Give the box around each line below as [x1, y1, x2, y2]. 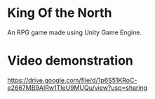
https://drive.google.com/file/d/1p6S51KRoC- [7, 76, 137, 84]
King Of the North [7, 5, 112, 21]
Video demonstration [7, 53, 133, 69]
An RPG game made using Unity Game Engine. [7, 28, 142, 37]
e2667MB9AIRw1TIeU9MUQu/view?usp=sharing [7, 83, 148, 92]
